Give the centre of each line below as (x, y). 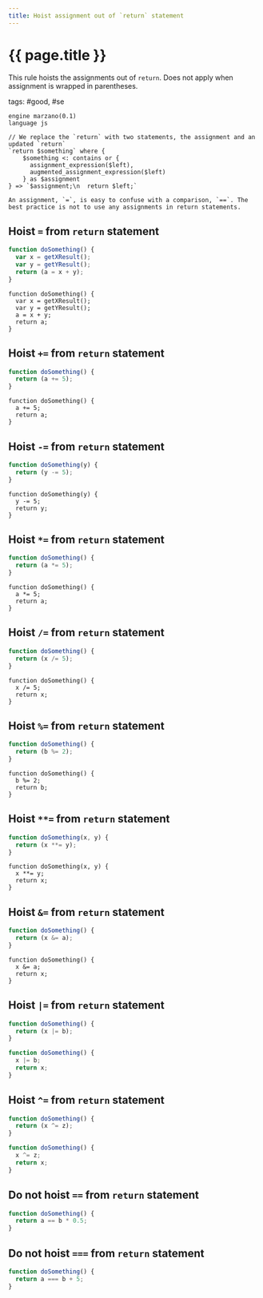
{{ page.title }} (58, 55)
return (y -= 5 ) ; (44, 472)
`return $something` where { (57, 151)
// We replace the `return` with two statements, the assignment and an (132, 137)
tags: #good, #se (36, 102)
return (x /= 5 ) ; (44, 659)
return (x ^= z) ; (44, 1126)
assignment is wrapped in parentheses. (73, 86)
